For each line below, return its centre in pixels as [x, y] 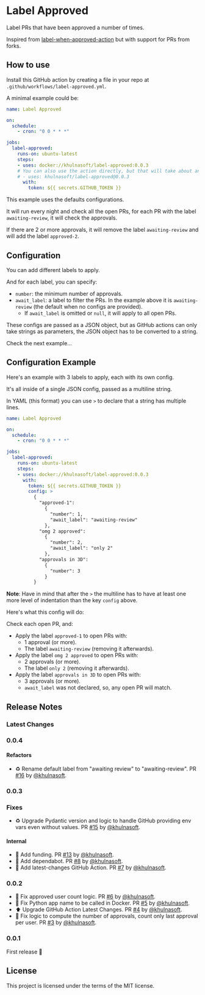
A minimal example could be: [43, 98]
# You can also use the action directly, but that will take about [105, 171]
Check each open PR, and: [40, 624]
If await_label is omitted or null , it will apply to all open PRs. [100, 313]
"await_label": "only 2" [81, 548]
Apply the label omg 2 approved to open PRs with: [77, 655]
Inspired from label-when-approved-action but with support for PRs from [98, 39]
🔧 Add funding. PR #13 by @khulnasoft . [64, 855]
